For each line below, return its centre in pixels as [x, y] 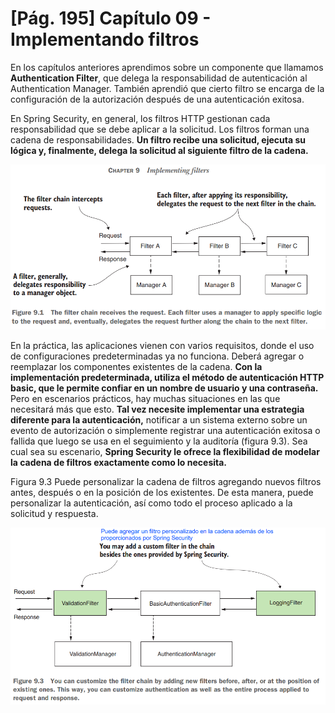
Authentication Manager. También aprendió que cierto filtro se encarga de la [167, 88]
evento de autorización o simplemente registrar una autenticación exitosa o [165, 430]
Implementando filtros [105, 39]
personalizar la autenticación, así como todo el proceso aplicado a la [151, 503]
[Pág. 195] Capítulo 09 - [111, 18]
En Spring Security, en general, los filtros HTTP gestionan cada [140, 118]
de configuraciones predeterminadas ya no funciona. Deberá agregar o [157, 356]
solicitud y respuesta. [54, 513]
